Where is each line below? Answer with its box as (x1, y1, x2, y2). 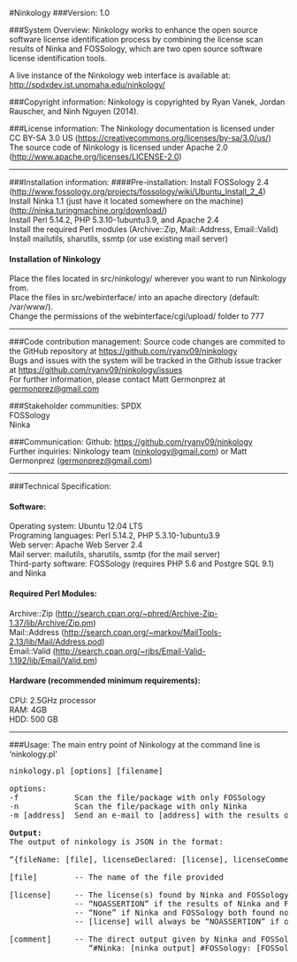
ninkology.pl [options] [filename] (9, 765, 164, 776)
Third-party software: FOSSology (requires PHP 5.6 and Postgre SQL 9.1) (9, 558, 275, 570)
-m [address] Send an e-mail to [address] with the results (9, 810, 280, 820)
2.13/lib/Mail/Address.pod (9, 636, 103, 647)
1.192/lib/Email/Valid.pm (9, 655, 95, 665)
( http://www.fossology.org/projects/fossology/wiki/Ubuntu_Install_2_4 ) (9, 186, 267, 197)
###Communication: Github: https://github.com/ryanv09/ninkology (9, 437, 254, 447)
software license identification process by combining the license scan (9, 35, 263, 44)
